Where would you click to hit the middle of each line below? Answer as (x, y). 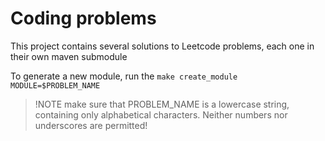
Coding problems (83, 18)
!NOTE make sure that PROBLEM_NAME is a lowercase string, (162, 104)
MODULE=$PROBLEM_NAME (55, 85)
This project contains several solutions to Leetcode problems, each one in (162, 46)
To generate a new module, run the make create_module (124, 76)
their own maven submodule (69, 56)
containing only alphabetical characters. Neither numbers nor (161, 114)
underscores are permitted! (91, 125)
